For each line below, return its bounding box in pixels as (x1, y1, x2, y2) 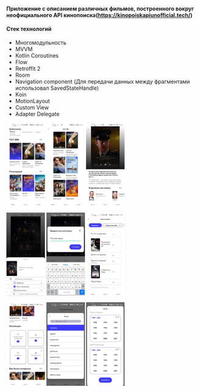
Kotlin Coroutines (15, 52, 59, 59)
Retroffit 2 (15, 65, 41, 72)
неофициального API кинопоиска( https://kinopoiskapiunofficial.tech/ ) (6, 11, 193, 18)
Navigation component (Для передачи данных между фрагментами (15, 78, 190, 85)
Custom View (15, 104, 49, 111)
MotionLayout (15, 97, 50, 104)
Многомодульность (15, 38, 67, 46)
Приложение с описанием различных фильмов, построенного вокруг (6, 5, 195, 12)
